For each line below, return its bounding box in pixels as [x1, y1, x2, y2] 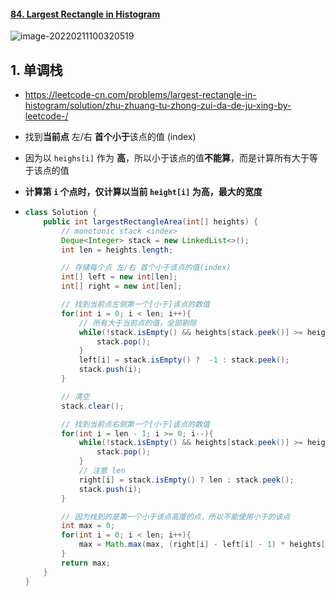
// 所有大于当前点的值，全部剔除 [78, 318, 197, 328]
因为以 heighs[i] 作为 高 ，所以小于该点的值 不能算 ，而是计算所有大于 [24, 152, 310, 164]
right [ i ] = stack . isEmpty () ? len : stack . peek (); [78, 475, 295, 485]
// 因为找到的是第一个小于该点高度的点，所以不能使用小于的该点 [61, 511, 291, 522]
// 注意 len [78, 466, 126, 476]
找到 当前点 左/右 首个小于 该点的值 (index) [24, 131, 197, 143]
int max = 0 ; [61, 521, 116, 531]
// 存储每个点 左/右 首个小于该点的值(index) [61, 263, 232, 273]
